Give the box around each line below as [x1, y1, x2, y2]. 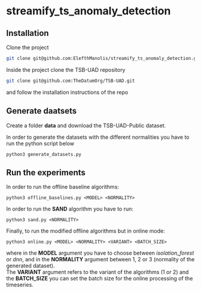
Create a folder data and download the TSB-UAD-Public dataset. [6, 121, 166, 129]
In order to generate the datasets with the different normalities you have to [6, 133, 190, 141]
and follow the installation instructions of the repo [6, 88, 129, 96]
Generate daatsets [6, 106, 77, 116]
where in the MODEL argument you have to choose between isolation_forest [6, 249, 194, 257]
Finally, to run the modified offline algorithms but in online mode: [6, 227, 166, 234]
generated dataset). [6, 262, 55, 270]
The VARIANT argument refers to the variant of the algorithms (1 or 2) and [6, 268, 189, 276]
